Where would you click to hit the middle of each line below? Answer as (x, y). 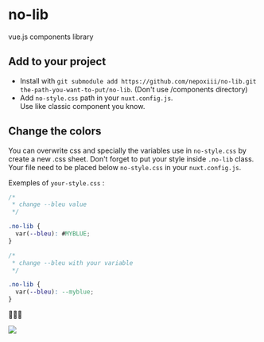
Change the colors (55, 132)
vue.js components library (51, 37)
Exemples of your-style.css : (56, 183)
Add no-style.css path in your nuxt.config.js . (96, 98)
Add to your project (57, 62)
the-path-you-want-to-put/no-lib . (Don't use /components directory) (134, 89)
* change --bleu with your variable (72, 263)
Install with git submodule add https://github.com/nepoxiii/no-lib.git (138, 80)
